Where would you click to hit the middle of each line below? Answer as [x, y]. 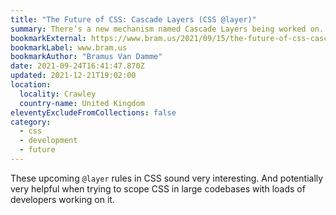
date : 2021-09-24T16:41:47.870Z [77, 66]
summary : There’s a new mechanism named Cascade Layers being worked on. [167, 29]
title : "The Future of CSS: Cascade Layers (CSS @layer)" [133, 19]
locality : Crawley [58, 94]
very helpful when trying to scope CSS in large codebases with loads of [158, 188]
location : [31, 85]
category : [31, 122]
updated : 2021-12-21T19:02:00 [73, 76]
